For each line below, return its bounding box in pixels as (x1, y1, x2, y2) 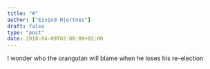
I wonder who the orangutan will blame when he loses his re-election (7, 54, 204, 62)
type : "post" (7, 29, 45, 36)
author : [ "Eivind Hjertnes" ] (7, 16, 91, 23)
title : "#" (7, 10, 39, 17)
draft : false (7, 23, 45, 29)
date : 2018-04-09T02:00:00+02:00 (7, 36, 104, 42)
